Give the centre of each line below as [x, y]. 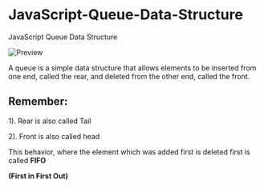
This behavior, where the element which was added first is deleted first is [129, 152]
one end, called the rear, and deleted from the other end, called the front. [129, 76]
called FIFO [27, 160]
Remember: [38, 102]
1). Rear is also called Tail [50, 121]
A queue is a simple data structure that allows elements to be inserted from [132, 68]
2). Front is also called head [54, 136]
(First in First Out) [38, 176]
